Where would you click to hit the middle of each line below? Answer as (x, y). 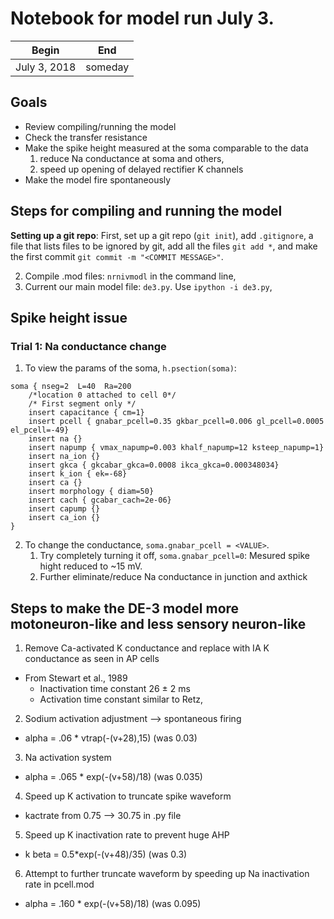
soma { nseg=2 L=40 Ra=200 (71, 387)
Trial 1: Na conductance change (88, 346)
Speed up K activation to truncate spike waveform (128, 796)
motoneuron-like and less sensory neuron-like (158, 623)
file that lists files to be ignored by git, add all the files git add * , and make (164, 246)
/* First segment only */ (82, 404)
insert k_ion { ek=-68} (78, 474)
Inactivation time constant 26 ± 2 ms (115, 689)
